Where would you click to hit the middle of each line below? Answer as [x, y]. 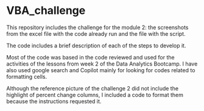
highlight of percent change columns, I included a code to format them [95, 95]
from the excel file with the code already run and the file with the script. [96, 33]
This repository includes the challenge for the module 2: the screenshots [97, 27]
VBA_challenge [46, 11]
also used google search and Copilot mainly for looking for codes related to [101, 70]
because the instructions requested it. [54, 101]
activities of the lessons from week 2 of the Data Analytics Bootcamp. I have [102, 64]
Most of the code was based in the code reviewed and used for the [90, 57]
